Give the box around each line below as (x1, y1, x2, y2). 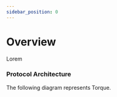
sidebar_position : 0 (6, 8, 59, 15)
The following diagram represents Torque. (6, 84, 111, 91)
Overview (6, 35, 56, 48)
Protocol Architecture (6, 70, 72, 79)
